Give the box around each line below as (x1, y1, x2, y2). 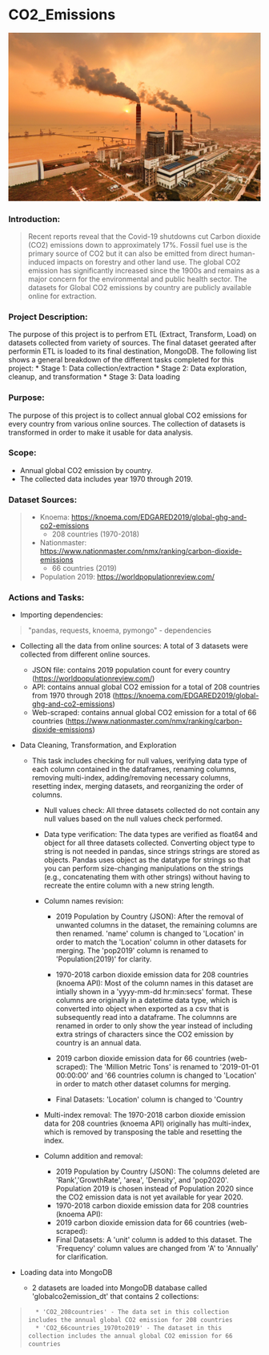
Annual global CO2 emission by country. (19, 465, 154, 475)
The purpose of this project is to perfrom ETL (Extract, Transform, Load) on (8, 330, 257, 339)
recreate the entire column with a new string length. (43, 880, 215, 891)
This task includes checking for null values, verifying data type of (31, 756, 247, 766)
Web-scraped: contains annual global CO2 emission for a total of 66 (31, 708, 257, 718)
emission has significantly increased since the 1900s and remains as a (27, 265, 260, 275)
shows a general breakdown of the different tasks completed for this (8, 355, 235, 365)
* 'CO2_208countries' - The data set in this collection (35, 1308, 230, 1317)
